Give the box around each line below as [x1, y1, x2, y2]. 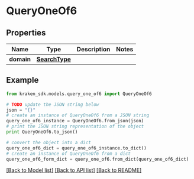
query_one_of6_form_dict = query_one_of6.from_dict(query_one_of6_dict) [6, 156, 189, 162]
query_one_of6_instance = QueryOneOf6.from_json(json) [6, 118, 144, 124]
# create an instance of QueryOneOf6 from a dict [6, 151, 131, 157]
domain [9, 55, 31, 63]
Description [76, 45, 111, 53]
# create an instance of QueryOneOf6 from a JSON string [6, 112, 150, 119]
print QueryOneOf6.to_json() [6, 129, 78, 135]
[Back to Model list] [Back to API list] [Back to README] [6, 167, 142, 174]
